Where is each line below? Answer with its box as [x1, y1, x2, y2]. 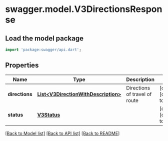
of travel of [125, 90, 152, 97]
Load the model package [5, 34, 84, 42]
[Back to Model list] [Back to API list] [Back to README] [5, 130, 120, 136]
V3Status [37, 111, 60, 118]
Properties [5, 61, 39, 69]
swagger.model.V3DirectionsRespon [5, 3, 162, 15]
